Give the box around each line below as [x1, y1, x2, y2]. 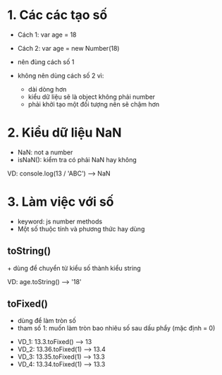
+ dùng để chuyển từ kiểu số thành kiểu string [7, 264, 141, 272]
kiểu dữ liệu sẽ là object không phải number [27, 92, 156, 101]
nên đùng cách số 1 [17, 57, 75, 66]
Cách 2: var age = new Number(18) [17, 44, 120, 52]
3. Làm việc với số [7, 194, 114, 210]
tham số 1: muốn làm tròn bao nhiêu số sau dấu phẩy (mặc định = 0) [17, 324, 216, 333]
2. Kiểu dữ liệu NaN [7, 125, 122, 141]
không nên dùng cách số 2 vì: [17, 71, 104, 80]
